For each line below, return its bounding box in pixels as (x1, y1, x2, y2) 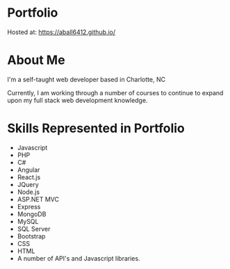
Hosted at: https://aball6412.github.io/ (7, 28, 116, 36)
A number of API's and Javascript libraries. (17, 254, 140, 262)
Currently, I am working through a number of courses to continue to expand (7, 88, 224, 97)
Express (17, 202, 41, 211)
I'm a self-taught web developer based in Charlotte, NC (7, 75, 165, 83)
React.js (17, 172, 41, 181)
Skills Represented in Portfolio (7, 120, 186, 136)
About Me (7, 52, 65, 68)
